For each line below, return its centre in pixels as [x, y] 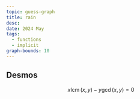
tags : [13, 34]
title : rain [21, 17]
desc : [13, 23]
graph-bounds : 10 [28, 51]
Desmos [22, 75]
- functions [27, 40]
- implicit [25, 46]
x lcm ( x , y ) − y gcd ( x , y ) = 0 [101, 89]
